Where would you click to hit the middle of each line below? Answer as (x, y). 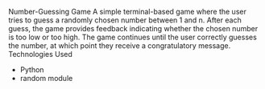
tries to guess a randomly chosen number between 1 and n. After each (125, 20)
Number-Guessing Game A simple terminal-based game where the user (128, 12)
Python (32, 70)
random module (46, 78)
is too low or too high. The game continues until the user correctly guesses (133, 37)
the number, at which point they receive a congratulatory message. (120, 46)
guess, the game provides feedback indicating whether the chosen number (133, 28)
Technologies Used (40, 54)
